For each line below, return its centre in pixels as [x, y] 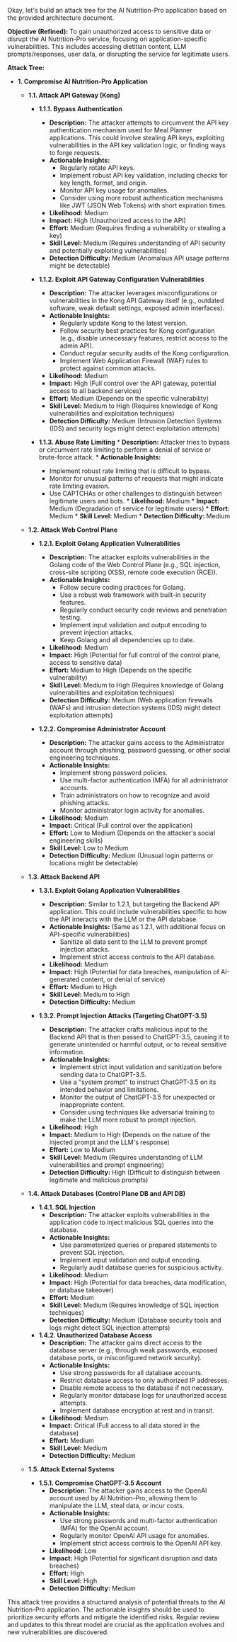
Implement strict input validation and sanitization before [141, 1067]
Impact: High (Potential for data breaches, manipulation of [134, 972]
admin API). [77, 346]
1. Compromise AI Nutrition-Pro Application [83, 81]
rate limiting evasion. [80, 486]
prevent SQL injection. [92, 1252]
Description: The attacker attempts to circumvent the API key [139, 122]
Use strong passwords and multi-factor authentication [139, 1521]
